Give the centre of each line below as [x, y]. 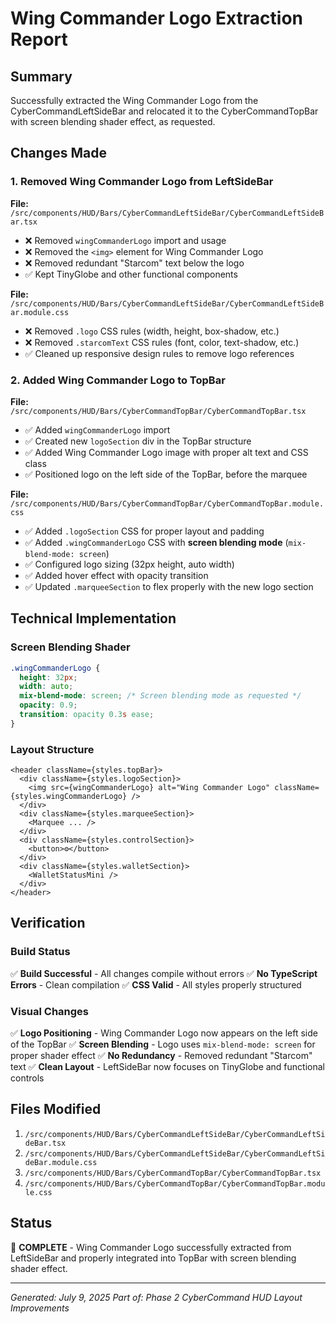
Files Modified [56, 1109]
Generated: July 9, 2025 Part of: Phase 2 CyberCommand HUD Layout [156, 1297]
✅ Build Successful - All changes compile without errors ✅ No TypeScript [164, 973]
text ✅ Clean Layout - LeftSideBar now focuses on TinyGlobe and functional [167, 1067]
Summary [41, 76]
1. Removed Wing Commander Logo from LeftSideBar [142, 182]
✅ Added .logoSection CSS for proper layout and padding [144, 531]
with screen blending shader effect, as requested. [113, 121]
